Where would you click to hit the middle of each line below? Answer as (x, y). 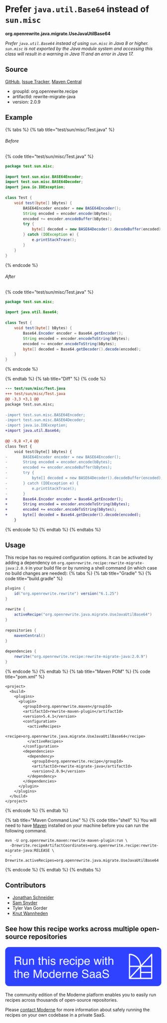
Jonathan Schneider (33, 897)
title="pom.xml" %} (25, 676)
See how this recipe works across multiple (72, 929)
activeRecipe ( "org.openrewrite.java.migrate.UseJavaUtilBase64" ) (83, 614)
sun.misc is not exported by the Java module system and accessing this (79, 48)
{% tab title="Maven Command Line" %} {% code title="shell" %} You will (81, 820)
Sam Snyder (25, 903)
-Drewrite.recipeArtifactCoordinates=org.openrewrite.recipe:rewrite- (84, 845)
